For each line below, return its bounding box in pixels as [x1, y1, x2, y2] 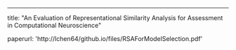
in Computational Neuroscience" [7, 22, 102, 29]
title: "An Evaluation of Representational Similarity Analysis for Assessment [7, 14, 223, 22]
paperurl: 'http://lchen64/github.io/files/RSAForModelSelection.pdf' [7, 35, 203, 42]
